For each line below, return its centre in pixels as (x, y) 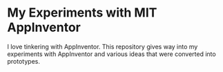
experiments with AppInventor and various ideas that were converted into (111, 54)
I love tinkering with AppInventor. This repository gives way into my (103, 46)
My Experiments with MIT (82, 13)
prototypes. (23, 61)
